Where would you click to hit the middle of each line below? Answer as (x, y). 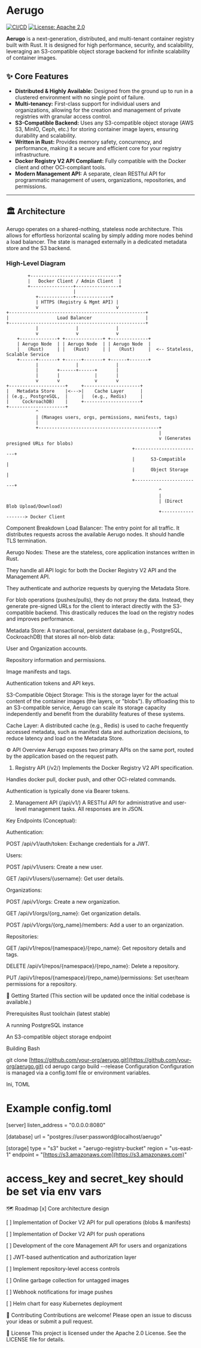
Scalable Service (28, 354)
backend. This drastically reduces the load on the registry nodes (115, 612)
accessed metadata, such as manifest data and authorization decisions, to (98, 731)
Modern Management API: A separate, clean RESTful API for (90, 174)
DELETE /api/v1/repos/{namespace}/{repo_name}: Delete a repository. (93, 966)
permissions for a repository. (42, 984)
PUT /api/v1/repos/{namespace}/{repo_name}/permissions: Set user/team (98, 977)
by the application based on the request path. (62, 756)
